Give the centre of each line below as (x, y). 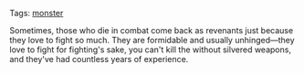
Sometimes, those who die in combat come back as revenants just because (152, 30)
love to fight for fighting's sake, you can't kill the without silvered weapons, (151, 50)
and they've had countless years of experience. (99, 59)
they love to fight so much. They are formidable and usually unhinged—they (152, 40)
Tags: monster (37, 13)
